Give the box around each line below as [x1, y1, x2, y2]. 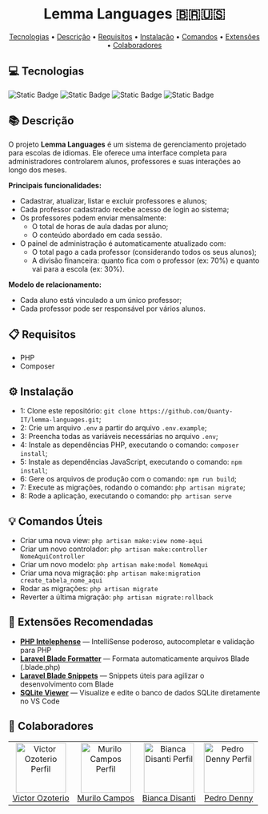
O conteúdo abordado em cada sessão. [31, 230, 162, 240]
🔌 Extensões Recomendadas [8, 615, 154, 629]
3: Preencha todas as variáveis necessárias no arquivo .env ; [19, 432, 218, 441]
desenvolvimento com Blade [19, 679, 114, 689]
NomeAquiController [19, 553, 86, 561]
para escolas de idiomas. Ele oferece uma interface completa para [8, 147, 227, 157]
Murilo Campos [77, 792, 134, 804]
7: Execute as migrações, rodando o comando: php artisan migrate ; [19, 482, 246, 493]
